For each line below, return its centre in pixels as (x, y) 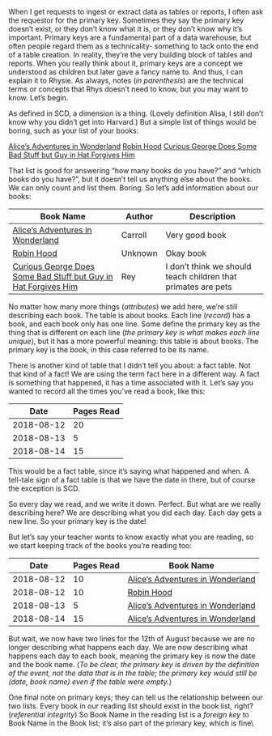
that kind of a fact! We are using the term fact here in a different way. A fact (134, 374)
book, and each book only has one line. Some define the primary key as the (134, 324)
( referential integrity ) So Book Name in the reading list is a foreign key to (129, 715)
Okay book (186, 253)
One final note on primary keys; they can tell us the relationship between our (136, 697)
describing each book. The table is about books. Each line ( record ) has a (130, 315)
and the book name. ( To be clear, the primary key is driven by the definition (134, 664)
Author (139, 216)
